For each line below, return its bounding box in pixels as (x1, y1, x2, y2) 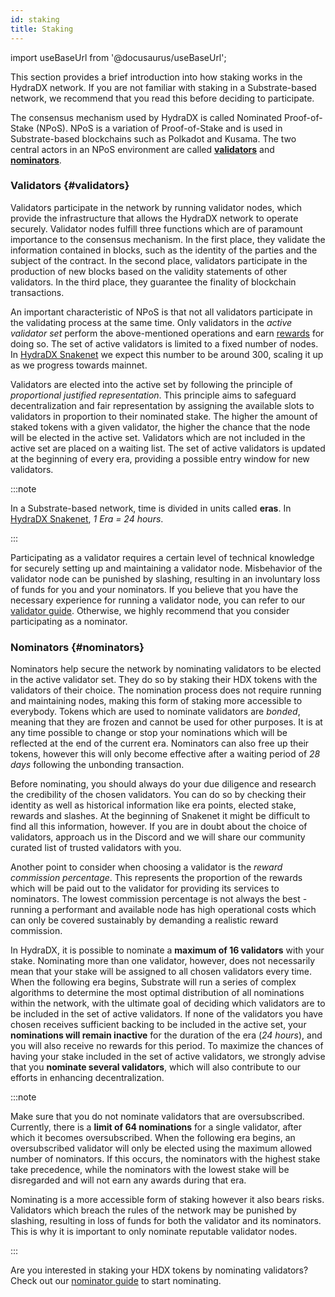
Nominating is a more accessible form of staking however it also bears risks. (10, 1194, 325, 1206)
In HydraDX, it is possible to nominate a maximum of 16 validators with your (10, 944, 325, 956)
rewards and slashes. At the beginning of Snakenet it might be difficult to (10, 810, 311, 822)
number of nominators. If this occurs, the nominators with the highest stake (10, 1153, 321, 1165)
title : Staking (10, 24, 74, 34)
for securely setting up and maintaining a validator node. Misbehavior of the (10, 562, 323, 574)
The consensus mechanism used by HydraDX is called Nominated (10, 111, 283, 123)
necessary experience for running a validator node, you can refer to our (10, 594, 306, 606)
